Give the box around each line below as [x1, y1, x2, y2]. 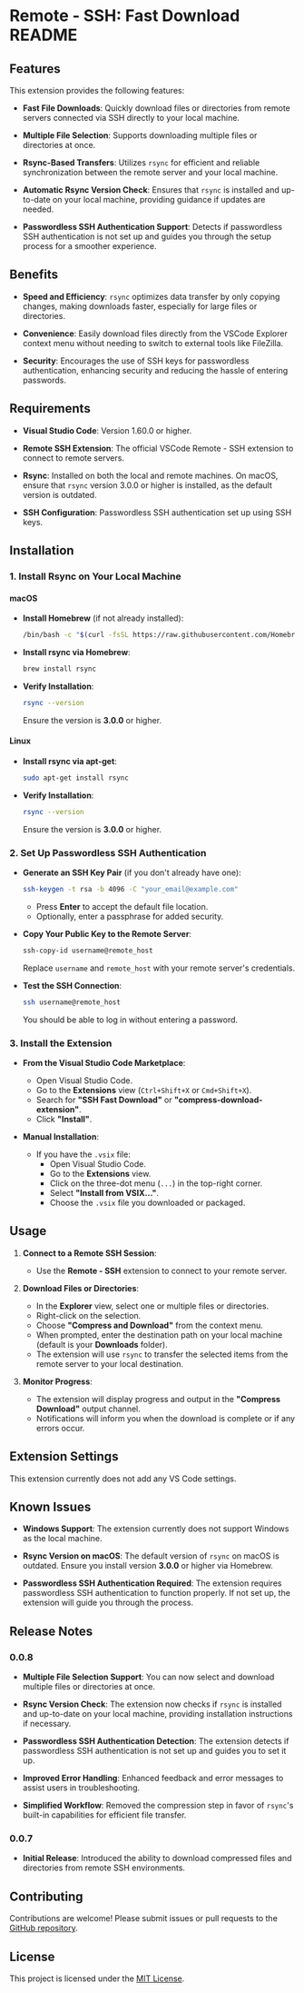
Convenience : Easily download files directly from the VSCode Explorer [22, 328, 288, 339]
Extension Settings [9, 1449, 119, 1464]
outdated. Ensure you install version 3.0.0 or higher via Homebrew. [22, 1560, 274, 1571]
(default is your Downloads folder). [35, 1339, 168, 1350]
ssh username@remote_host [22, 997, 121, 1007]
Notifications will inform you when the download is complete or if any [35, 1412, 296, 1423]
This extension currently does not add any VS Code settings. [9, 1473, 237, 1484]
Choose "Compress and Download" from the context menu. [35, 1320, 263, 1330]
